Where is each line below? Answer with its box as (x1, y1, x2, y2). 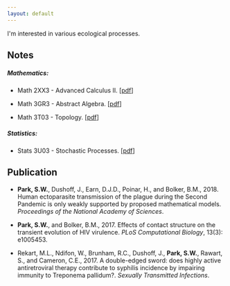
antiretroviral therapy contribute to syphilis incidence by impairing (17, 263, 206, 271)
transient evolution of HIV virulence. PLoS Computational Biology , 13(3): (17, 228, 223, 236)
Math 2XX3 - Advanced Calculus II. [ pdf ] (17, 86, 134, 94)
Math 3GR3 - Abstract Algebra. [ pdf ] (17, 99, 123, 108)
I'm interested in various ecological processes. (7, 29, 141, 37)
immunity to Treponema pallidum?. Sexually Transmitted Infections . (17, 271, 210, 279)
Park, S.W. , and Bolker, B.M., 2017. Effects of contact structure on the (17, 220, 216, 229)
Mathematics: (7, 69, 49, 77)
